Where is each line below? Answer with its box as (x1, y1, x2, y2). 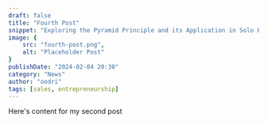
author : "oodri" (8, 77, 62, 85)
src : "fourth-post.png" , (22, 41, 105, 49)
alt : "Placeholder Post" (22, 48, 105, 56)
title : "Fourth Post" (8, 19, 80, 27)
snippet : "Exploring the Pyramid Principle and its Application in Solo (8, 26, 254, 34)
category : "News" (8, 70, 66, 78)
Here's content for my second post (8, 107, 123, 116)
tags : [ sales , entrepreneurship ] (8, 85, 119, 93)
